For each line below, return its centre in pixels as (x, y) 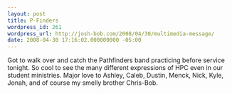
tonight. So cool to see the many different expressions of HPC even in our (115, 68)
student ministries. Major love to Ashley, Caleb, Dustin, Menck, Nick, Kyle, (116, 76)
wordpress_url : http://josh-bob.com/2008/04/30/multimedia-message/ (111, 34)
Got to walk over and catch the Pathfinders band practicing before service (116, 60)
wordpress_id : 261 (35, 27)
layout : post (27, 14)
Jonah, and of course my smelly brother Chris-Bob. (83, 83)
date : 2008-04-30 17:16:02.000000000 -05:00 (74, 40)
